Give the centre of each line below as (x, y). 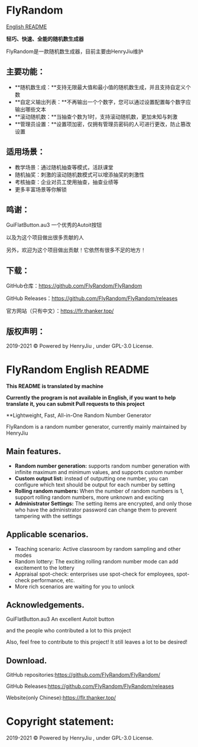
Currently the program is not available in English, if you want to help (91, 397)
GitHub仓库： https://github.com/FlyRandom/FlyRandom (74, 286)
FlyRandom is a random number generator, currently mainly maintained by (97, 426)
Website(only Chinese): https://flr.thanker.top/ (61, 698)
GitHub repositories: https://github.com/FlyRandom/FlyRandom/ (83, 675)
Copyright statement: (60, 722)
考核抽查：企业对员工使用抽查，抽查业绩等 (66, 182)
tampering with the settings (48, 516)
